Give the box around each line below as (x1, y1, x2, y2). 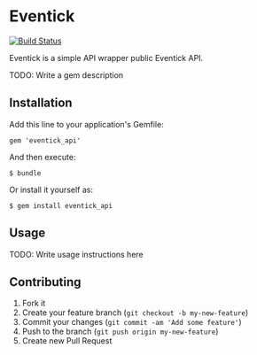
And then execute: (9, 151, 76, 162)
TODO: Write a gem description (9, 69, 124, 81)
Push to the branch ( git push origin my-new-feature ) (21, 326, 219, 337)
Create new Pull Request (21, 336, 113, 346)
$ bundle (9, 168, 42, 178)
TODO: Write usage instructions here (9, 249, 144, 259)
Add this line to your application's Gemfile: (9, 119, 164, 129)
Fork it (21, 298, 46, 309)
